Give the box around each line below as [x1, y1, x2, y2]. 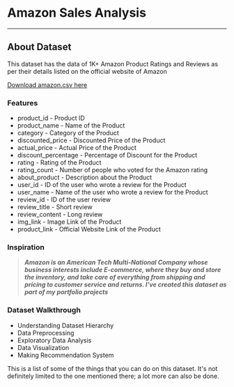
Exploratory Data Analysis [17, 336, 92, 344]
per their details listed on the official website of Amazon [7, 67, 167, 75]
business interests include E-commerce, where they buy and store [24, 266, 221, 274]
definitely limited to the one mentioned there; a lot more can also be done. [7, 372, 219, 380]
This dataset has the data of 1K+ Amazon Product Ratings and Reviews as [7, 59, 218, 68]
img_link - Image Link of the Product [17, 218, 122, 226]
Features [7, 98, 38, 107]
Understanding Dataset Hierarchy [17, 321, 114, 329]
